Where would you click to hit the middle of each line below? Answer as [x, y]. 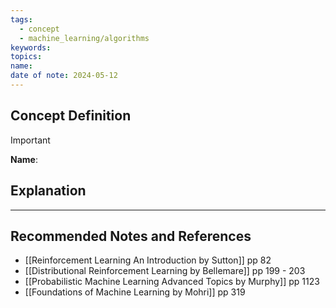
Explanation [48, 191]
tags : [21, 19]
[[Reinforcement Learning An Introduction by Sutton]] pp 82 [148, 260]
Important [30, 140]
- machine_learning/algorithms [84, 38]
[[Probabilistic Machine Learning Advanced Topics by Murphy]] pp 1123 [172, 282]
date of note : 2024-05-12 [64, 76]
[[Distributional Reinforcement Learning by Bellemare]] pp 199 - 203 [165, 271]
